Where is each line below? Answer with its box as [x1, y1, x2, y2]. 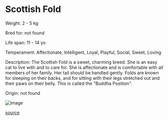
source [5, 109, 20, 115]
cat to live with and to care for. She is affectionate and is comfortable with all [5, 64, 163, 70]
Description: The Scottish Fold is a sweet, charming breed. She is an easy [5, 59, 157, 65]
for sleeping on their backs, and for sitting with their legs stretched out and [5, 75, 160, 81]
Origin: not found [5, 90, 41, 96]
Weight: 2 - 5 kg [5, 20, 39, 26]
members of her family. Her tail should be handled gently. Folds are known [5, 69, 159, 76]
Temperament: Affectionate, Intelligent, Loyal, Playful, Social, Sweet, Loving [5, 49, 161, 55]
